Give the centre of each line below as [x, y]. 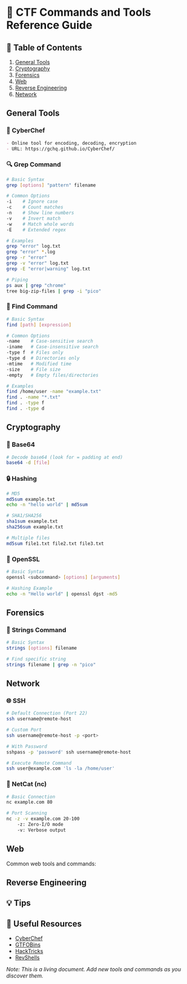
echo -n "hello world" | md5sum [47, 505]
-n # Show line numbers [40, 213]
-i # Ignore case [32, 202]
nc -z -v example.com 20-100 [43, 819]
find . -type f [25, 403]
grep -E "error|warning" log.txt [48, 269]
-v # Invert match [34, 218]
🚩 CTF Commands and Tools [79, 12]
